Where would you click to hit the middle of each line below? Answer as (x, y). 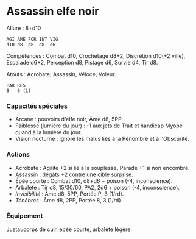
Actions (18, 155)
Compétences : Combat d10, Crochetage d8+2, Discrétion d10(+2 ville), (96, 55)
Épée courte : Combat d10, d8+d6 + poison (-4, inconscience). (94, 180)
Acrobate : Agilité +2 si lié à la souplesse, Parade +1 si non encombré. (102, 168)
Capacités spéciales (37, 106)
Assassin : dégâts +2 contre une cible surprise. (74, 174)
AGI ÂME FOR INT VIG (33, 39)
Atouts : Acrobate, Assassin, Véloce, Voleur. (61, 74)
